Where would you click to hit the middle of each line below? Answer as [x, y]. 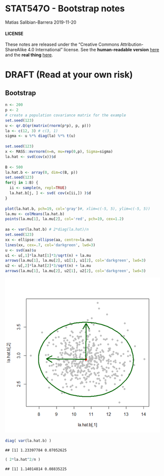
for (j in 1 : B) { [22, 183]
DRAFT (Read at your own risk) [69, 75]
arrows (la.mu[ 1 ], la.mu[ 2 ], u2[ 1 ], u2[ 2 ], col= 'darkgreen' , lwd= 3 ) [76, 271]
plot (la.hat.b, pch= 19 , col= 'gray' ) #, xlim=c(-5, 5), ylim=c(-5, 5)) [78, 209]
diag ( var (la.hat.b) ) [28, 441]
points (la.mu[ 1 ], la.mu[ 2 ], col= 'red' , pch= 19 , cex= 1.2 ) [65, 219]
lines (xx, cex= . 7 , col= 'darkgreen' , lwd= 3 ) [50, 245]
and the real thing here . [29, 55]
